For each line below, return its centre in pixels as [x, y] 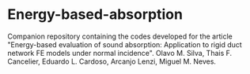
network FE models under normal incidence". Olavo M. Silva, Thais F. [120, 53]
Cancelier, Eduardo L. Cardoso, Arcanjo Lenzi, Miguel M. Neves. [112, 61]
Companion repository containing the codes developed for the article [120, 36]
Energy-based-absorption [95, 15]
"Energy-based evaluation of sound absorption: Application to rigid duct [125, 44]
